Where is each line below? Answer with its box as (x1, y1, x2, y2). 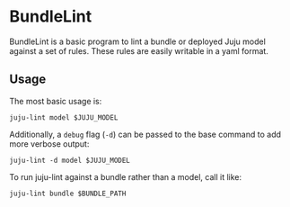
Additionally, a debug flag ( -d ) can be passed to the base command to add (9, 129, 281, 139)
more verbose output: (9, 138, 90, 149)
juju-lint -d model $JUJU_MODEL (9, 156, 130, 165)
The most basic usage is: (9, 95, 102, 106)
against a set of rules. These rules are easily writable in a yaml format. (9, 45, 269, 56)
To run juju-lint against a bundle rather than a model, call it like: (9, 171, 242, 182)
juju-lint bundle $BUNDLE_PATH (9, 189, 127, 198)
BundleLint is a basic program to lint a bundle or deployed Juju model (9, 36, 267, 47)
